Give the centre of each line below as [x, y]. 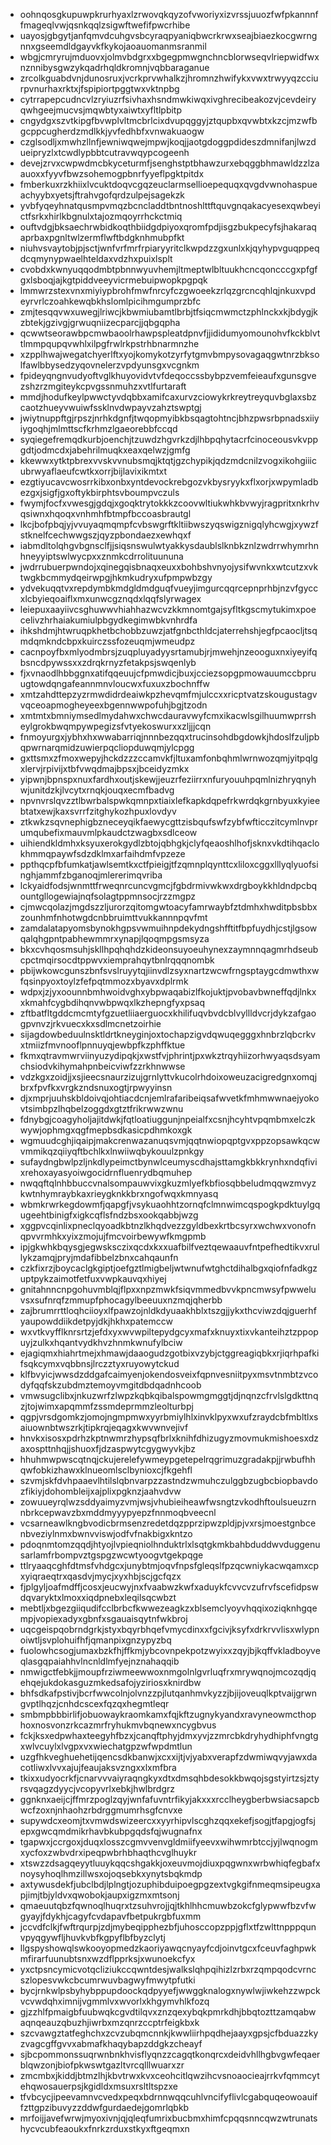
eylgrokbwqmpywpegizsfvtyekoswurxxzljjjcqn [115, 726]
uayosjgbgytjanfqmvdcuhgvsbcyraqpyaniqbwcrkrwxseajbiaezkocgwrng [168, 35]
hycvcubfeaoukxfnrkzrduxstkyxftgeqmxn [104, 2128]
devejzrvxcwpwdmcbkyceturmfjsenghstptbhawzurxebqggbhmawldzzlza [169, 163]
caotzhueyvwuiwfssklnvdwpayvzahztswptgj [110, 407]
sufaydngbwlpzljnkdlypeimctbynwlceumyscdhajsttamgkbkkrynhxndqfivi [168, 1162]
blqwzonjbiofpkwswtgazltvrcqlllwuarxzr [102, 2065]
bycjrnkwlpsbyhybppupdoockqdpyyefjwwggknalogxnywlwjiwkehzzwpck [170, 1990]
